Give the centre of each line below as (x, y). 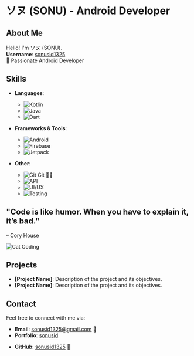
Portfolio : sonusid (36, 335)
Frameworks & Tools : (41, 128)
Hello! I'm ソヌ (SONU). (34, 48)
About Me (24, 33)
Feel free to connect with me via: (46, 318)
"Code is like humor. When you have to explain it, (97, 212)
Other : (23, 163)
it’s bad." (23, 221)
